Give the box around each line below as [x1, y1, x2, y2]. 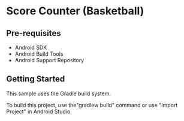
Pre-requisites [6, 28, 61, 38]
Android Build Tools [14, 50, 64, 58]
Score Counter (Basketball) [6, 4, 144, 18]
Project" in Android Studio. [6, 108, 72, 115]
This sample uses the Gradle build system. [6, 90, 111, 97]
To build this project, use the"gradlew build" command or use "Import [6, 101, 178, 108]
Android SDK [14, 44, 47, 51]
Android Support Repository [14, 57, 85, 63]
